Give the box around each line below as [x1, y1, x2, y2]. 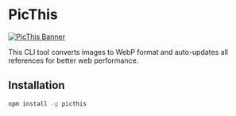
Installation [8, 79, 65, 92]
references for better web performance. [8, 56, 139, 65]
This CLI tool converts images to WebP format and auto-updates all [8, 47, 229, 56]
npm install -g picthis [8, 99, 87, 108]
